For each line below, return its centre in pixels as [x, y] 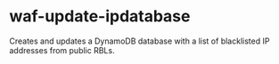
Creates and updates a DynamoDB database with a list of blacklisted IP [139, 41]
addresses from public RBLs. [62, 50]
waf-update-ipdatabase [100, 16]
